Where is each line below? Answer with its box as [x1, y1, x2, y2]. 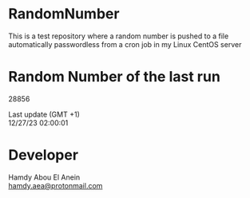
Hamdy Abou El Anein [8, 172, 81, 182]
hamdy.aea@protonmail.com [8, 180, 103, 190]
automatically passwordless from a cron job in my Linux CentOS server [8, 39, 242, 49]
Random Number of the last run [8, 68, 221, 86]
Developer [8, 146, 78, 164]
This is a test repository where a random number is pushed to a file [8, 31, 229, 41]
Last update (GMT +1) [8, 109, 80, 119]
